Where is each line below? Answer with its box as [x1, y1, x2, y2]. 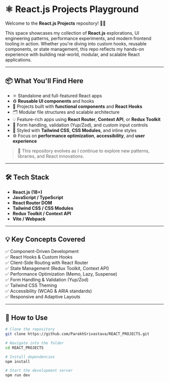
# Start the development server [5, 368, 73, 373]
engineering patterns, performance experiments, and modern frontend [5, 35, 152, 41]
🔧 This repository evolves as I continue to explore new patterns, [17, 148, 150, 154]
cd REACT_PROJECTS [5, 345, 44, 350]
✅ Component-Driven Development [5, 248, 79, 254]
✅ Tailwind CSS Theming [5, 282, 57, 288]
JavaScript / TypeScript [12, 194, 64, 200]
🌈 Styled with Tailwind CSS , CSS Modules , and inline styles [12, 127, 137, 133]
